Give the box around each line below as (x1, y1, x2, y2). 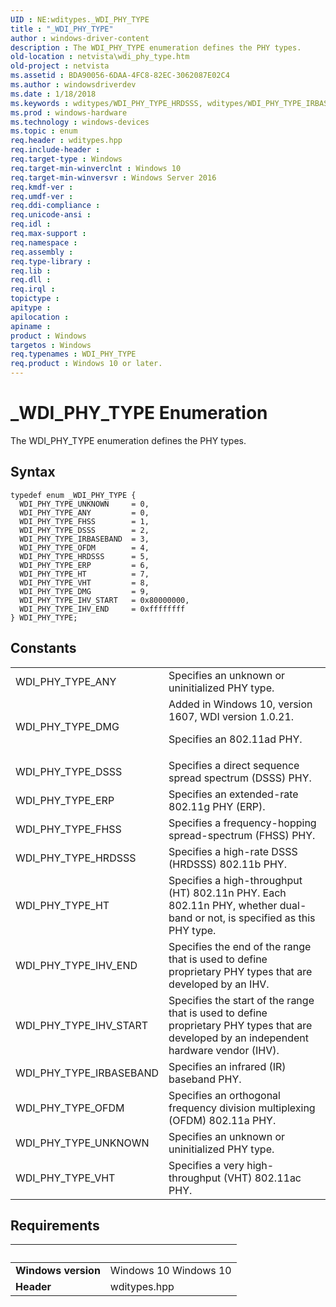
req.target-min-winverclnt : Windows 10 (10, 163, 182, 173)
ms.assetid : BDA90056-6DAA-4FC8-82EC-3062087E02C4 (10, 71, 230, 81)
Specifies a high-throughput (168, 873, 303, 887)
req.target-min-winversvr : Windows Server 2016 (10, 172, 217, 183)
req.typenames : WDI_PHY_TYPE (10, 349, 137, 360)
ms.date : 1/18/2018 (10, 89, 97, 99)
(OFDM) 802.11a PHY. (168, 1113, 277, 1127)
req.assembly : (10, 247, 74, 257)
